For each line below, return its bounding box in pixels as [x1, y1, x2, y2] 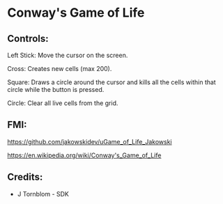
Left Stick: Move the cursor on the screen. [7, 51, 128, 59]
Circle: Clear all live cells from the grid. [7, 99, 118, 107]
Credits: [7, 171, 43, 183]
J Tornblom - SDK [17, 189, 70, 198]
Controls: [7, 33, 49, 45]
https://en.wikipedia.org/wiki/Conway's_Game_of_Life [7, 151, 162, 159]
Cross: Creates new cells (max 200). [7, 65, 112, 72]
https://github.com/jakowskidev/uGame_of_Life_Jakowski [7, 137, 172, 146]
